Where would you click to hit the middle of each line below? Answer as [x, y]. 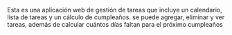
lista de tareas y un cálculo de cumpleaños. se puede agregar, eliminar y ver [116, 17]
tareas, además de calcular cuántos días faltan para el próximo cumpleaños [115, 24]
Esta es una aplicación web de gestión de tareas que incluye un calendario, [115, 10]
